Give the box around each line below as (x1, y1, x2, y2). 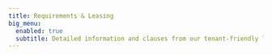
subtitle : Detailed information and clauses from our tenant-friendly (15, 34, 259, 43)
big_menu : (8, 19, 42, 27)
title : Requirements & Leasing (8, 11, 114, 20)
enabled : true (15, 27, 63, 35)
